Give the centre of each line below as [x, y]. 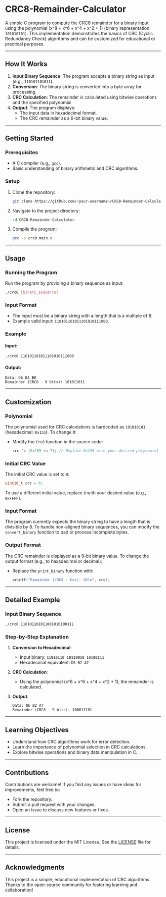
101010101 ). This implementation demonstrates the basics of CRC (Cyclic [79, 33]
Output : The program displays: [44, 107]
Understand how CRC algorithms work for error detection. [71, 742]
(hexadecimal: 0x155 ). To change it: [41, 432]
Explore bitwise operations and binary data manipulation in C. [75, 752]
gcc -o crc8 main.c [32, 238]
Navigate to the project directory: [46, 211]
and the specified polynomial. [42, 102]
